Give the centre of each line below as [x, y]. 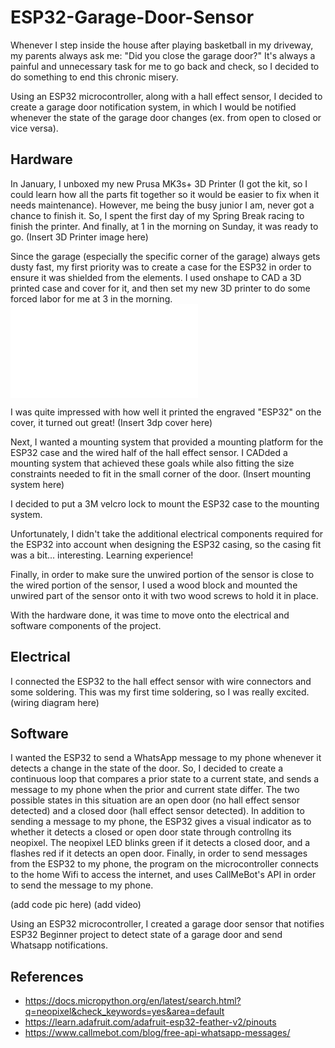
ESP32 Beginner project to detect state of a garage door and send [146, 935]
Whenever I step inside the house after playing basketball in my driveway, [162, 45]
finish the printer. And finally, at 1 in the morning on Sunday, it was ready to [164, 226]
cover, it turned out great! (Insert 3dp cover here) [111, 422]
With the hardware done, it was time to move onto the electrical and [150, 615]
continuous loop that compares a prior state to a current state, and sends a [165, 779]
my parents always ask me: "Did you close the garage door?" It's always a [163, 55]
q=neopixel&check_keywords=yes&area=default [124, 1012]
